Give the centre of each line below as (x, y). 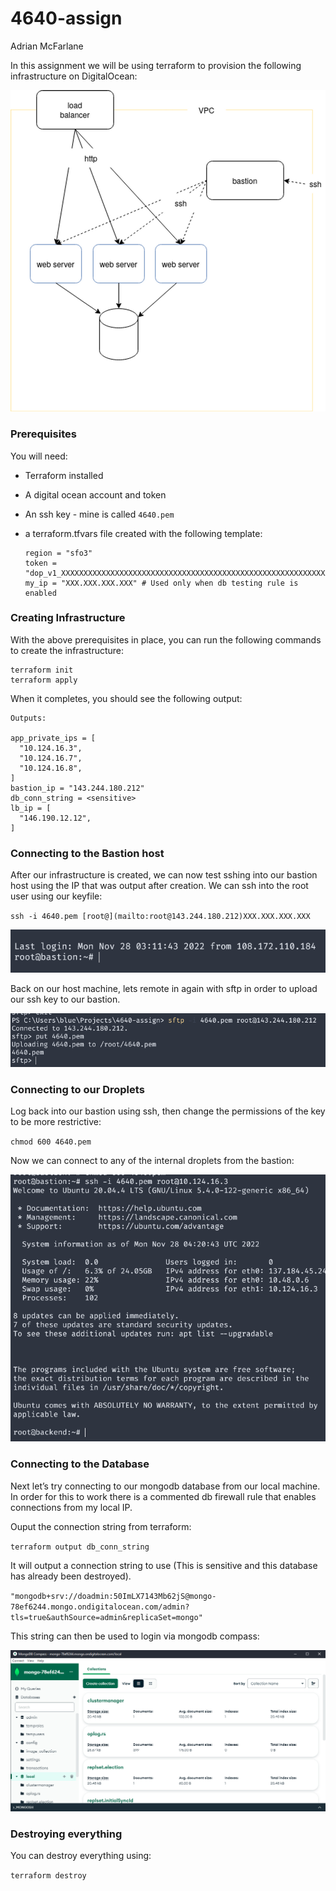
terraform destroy (48, 1876)
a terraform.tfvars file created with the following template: (143, 533)
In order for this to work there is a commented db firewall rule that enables (163, 1496)
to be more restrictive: (56, 1122)
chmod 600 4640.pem (51, 1142)
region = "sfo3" (58, 553)
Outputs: (28, 718)
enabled (40, 593)
